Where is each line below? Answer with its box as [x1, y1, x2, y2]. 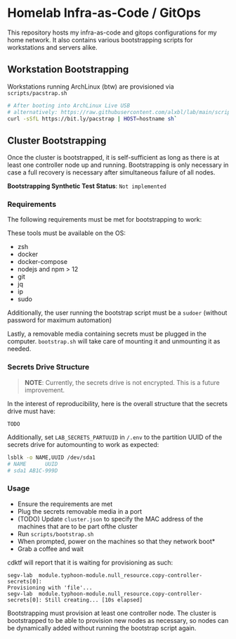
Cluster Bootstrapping [7, 134, 107, 146]
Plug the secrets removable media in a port [17, 507, 143, 515]
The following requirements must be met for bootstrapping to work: [7, 215, 202, 224]
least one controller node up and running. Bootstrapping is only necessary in [7, 160, 229, 170]
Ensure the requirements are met [17, 500, 113, 508]
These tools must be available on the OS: [7, 229, 126, 237]
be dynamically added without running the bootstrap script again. [7, 624, 197, 632]
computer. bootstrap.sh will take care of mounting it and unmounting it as [7, 337, 221, 346]
